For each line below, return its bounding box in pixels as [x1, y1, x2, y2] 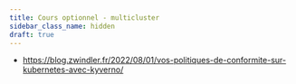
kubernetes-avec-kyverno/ [22, 64, 124, 75]
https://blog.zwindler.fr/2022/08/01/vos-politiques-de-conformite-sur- [22, 55, 287, 66]
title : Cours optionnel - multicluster [9, 13, 160, 23]
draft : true [9, 30, 54, 39]
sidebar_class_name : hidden [9, 22, 116, 31]
